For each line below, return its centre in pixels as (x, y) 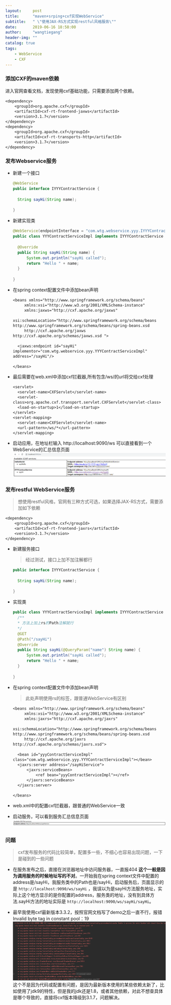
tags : (11, 49)
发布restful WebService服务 (40, 489)
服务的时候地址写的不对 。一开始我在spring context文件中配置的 (93, 876)
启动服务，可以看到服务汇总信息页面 (51, 816)
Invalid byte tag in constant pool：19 (51, 919)
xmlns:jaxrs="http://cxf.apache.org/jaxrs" (71, 719)
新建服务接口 (26, 549)
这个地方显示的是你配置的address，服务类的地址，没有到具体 (86, 895)
